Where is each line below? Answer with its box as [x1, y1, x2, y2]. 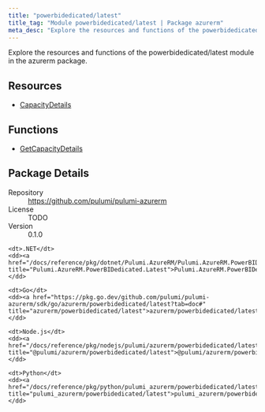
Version [8, 221, 33, 230]
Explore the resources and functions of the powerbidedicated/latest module [8, 48, 255, 58]
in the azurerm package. [8, 56, 88, 66]
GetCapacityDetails [19, 144, 83, 153]
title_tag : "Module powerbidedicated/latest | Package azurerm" [8, 19, 224, 27]
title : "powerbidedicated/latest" [8, 11, 122, 20]
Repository [8, 187, 43, 197]
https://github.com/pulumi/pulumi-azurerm [28, 196, 167, 205]
